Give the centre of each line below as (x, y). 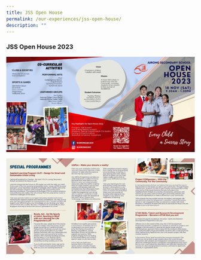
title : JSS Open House (34, 13)
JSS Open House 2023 (40, 47)
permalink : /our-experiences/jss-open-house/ (64, 19)
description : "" (26, 25)
